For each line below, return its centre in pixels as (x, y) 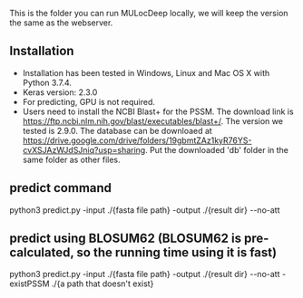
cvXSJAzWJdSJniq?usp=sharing (84, 149)
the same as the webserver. (61, 23)
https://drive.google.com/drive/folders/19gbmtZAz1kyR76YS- (137, 140)
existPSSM (29, 284)
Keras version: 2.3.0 (60, 92)
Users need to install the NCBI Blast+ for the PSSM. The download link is (158, 111)
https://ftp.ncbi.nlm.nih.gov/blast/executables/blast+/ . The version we (153, 120)
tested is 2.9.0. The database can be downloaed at (117, 130)
